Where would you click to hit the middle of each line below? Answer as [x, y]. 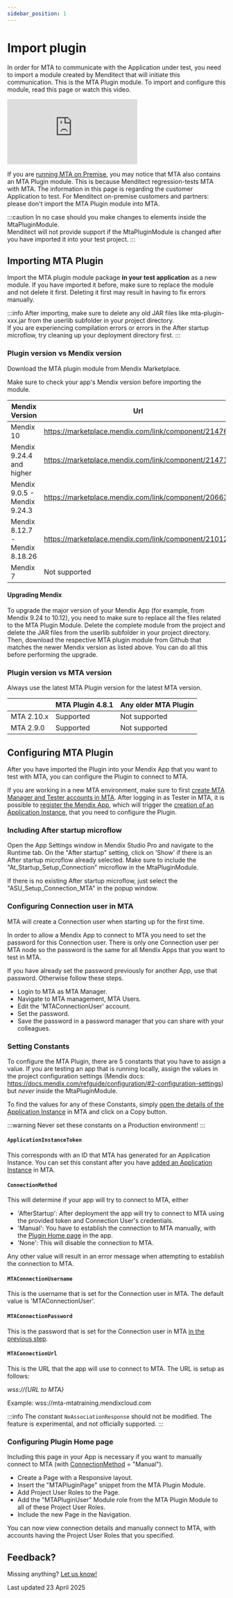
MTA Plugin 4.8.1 [84, 705]
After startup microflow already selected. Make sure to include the [102, 860]
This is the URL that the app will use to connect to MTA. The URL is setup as [116, 1368]
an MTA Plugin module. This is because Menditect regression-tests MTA [110, 181]
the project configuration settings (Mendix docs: [76, 1076]
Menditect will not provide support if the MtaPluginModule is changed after [114, 232]
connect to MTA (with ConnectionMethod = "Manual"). [85, 1464]
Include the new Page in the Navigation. [74, 1515]
